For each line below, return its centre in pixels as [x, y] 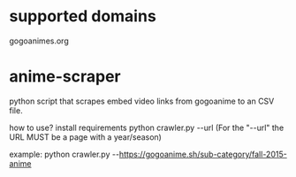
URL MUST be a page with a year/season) [85, 137]
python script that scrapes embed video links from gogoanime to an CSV [142, 101]
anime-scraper [65, 77]
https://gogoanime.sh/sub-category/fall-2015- [203, 154]
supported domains [83, 16]
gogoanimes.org [39, 41]
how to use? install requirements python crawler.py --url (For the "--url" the [147, 127]
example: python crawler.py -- [65, 154]
